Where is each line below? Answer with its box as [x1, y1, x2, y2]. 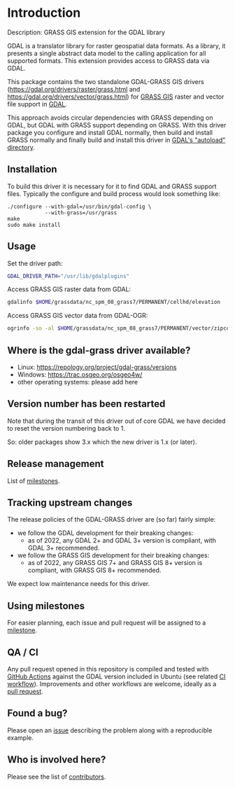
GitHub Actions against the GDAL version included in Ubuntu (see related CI [7, 672, 226, 681]
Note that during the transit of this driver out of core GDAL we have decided [7, 417, 226, 425]
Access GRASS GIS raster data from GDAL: [7, 285, 131, 293]
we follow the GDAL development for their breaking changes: [17, 529, 194, 537]
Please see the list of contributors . [7, 772, 106, 781]
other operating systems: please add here [17, 378, 138, 386]
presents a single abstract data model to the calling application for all [7, 49, 206, 57]
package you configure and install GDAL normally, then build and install [7, 128, 213, 137]
